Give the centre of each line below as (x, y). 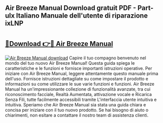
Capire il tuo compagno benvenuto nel (108, 58)
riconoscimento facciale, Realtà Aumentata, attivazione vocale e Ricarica (79, 94)
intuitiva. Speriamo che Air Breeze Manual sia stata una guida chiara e (76, 105)
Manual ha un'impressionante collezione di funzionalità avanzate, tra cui (78, 89)
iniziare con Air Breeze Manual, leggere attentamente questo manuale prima (82, 74)
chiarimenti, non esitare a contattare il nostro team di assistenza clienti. (77, 115)
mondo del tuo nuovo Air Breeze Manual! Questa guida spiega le (70, 63)
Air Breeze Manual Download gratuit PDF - (70, 8)
